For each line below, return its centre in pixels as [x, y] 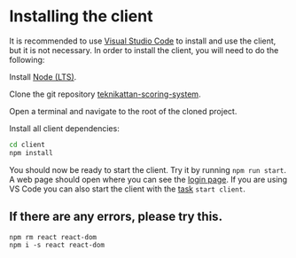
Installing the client [81, 16]
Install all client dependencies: [64, 128]
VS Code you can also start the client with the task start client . [127, 189]
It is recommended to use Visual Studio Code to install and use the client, [143, 41]
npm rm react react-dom [53, 237]
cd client [27, 145]
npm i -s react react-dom [57, 245]
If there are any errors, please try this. [116, 217]
